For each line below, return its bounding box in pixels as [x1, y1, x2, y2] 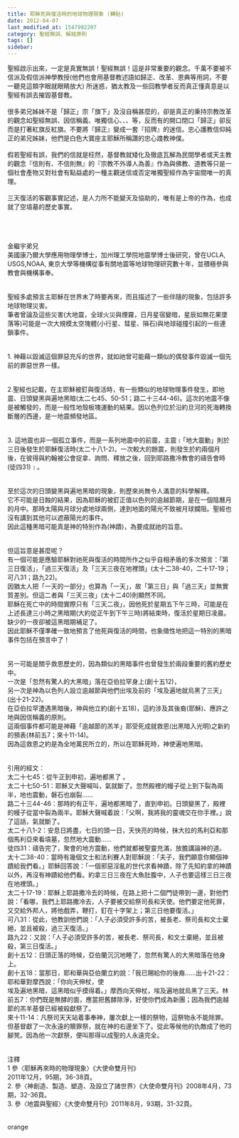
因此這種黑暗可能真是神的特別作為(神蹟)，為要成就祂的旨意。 [7, 522, 187, 531]
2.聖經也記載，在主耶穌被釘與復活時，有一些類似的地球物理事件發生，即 [7, 386, 219, 393]
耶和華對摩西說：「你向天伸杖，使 [7, 978, 105, 986]
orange [7, 1123, 28, 1131]
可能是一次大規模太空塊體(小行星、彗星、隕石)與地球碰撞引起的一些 [22, 319, 221, 328]
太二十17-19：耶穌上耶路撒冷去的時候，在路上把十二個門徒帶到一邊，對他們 [7, 889, 229, 896]
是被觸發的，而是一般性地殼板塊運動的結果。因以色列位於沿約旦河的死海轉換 [7, 403, 232, 411]
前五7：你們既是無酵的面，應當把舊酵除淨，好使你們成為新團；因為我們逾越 [7, 995, 229, 1003]
